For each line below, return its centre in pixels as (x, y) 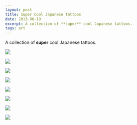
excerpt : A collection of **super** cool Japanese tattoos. (69, 24)
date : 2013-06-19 (23, 19)
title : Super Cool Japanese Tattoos (43, 14)
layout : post (19, 10)
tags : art (15, 28)
